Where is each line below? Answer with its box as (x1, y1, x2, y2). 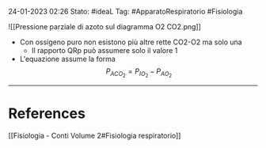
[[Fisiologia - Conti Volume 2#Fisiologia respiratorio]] (8, 131, 181, 141)
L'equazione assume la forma (19, 55, 116, 63)
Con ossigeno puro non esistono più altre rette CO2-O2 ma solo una (19, 37, 243, 47)
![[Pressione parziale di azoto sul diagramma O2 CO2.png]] (8, 22, 202, 31)
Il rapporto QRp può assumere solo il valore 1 (31, 46, 178, 55)
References (8, 104, 85, 123)
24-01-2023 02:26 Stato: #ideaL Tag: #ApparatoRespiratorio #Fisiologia (8, 7, 243, 16)
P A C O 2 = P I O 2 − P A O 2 (105, 66, 173, 79)
